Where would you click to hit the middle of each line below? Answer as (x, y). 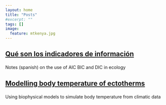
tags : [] (14, 24)
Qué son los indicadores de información (70, 54)
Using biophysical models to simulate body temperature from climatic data (83, 96)
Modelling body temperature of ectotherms (75, 83)
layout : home (19, 10)
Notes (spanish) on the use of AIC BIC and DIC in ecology (65, 67)
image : (12, 29)
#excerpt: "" (19, 19)
